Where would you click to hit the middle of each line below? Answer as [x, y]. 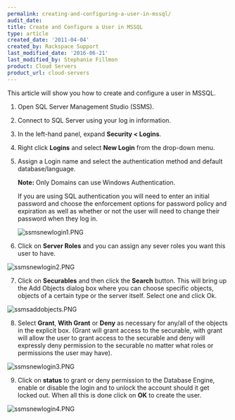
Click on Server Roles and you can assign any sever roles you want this [121, 246]
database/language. [46, 168]
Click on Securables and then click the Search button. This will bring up [122, 280]
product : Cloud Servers [42, 66]
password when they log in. [57, 218]
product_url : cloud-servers [49, 73]
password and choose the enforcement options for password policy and [122, 203]
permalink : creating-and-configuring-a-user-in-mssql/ [89, 14]
